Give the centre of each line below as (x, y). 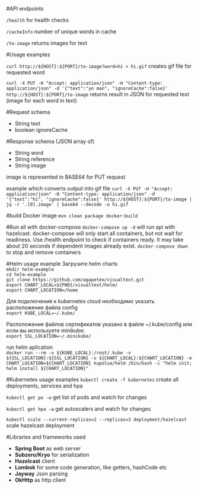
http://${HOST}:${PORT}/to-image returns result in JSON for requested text (98, 94)
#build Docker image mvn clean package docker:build (72, 215)
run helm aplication (30, 347)
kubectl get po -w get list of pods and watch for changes (76, 397)
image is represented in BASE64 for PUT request (66, 177)
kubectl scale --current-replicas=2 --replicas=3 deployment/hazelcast (96, 420)
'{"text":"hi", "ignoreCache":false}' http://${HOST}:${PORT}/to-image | (99, 199)
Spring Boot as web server (48, 448)
